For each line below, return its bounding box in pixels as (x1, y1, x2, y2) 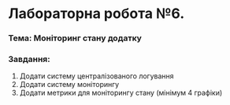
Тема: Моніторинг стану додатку (8, 33, 142, 44)
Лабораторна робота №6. (8, 5, 185, 23)
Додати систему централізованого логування (19, 71, 175, 81)
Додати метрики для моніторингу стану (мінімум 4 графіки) (19, 88, 223, 98)
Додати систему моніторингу (19, 80, 120, 89)
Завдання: (8, 54, 51, 65)
